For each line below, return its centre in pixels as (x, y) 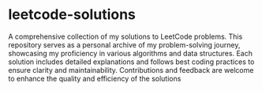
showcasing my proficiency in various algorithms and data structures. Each (130, 53)
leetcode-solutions (72, 15)
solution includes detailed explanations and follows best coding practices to (131, 62)
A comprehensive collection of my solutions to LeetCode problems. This (125, 36)
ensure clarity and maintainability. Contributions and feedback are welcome (131, 70)
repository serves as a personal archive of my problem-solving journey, (124, 44)
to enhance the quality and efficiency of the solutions (95, 78)
